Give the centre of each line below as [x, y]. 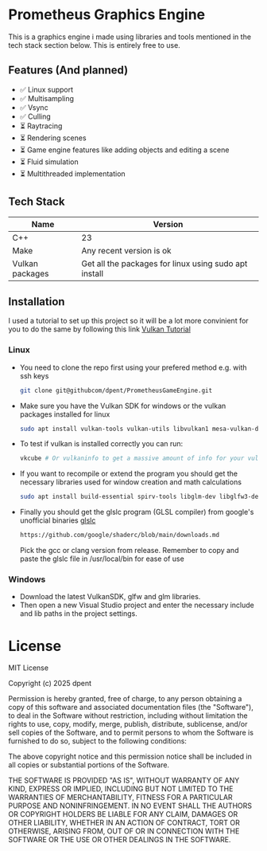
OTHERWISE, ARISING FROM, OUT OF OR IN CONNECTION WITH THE [124, 831]
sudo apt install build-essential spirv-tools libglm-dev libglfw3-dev [141, 497]
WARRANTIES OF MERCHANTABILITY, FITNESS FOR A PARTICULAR [120, 798]
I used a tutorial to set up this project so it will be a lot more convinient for [128, 321]
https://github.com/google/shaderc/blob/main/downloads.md [120, 535]
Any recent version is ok [127, 250]
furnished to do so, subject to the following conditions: [97, 741]
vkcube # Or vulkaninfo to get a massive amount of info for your [132, 459]
